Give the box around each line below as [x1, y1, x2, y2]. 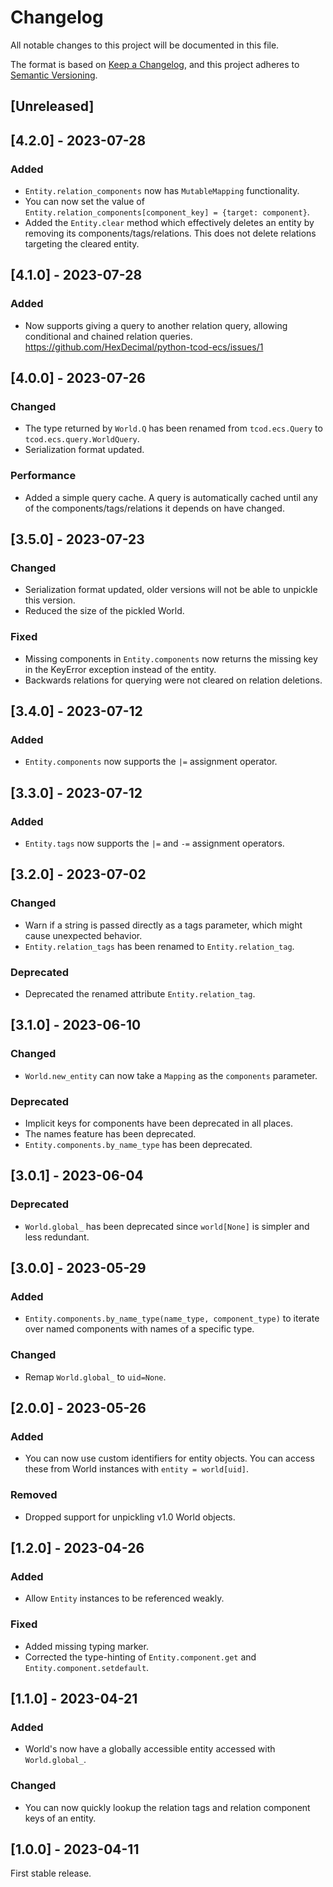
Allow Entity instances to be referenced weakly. [24, 1592, 225, 1605]
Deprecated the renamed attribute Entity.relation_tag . [24, 988, 256, 1000]
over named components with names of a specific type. [24, 1323, 255, 1335]
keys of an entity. [24, 1812, 97, 1824]
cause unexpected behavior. [24, 929, 143, 941]
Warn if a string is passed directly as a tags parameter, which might [24, 919, 303, 931]
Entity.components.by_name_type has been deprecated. [24, 1139, 253, 1151]
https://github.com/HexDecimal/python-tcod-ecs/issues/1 [24, 341, 264, 353]
